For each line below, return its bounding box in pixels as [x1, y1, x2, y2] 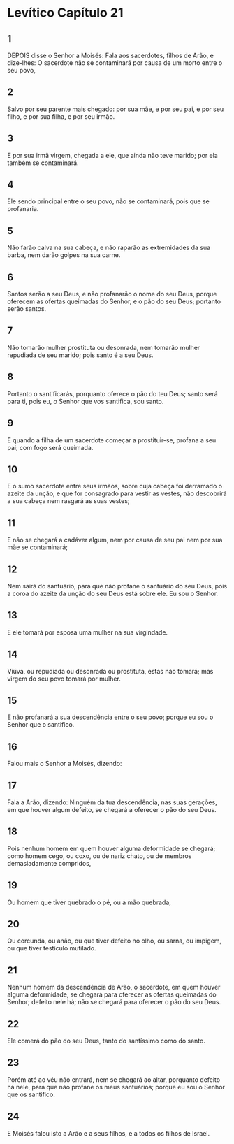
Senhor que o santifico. [7, 721, 75, 729]
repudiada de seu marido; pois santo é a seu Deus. [7, 351, 154, 359]
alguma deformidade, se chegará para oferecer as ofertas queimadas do [7, 990, 217, 999]
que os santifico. [7, 1090, 56, 1099]
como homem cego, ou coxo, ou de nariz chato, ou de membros [7, 851, 192, 860]
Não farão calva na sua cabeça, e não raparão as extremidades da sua [7, 243, 211, 252]
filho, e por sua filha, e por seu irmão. [7, 112, 115, 120]
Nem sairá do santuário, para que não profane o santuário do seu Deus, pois [7, 581, 228, 590]
